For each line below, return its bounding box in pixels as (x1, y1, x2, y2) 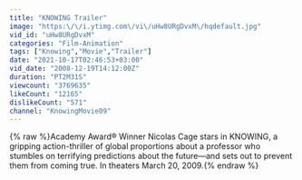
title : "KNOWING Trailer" (9, 13, 107, 23)
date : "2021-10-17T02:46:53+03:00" (9, 55, 144, 65)
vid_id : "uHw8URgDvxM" (9, 30, 95, 39)
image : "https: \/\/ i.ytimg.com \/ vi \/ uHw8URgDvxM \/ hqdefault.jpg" (9, 22, 261, 31)
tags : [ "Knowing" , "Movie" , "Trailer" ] (9, 47, 152, 56)
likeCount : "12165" (9, 89, 83, 98)
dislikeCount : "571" (9, 97, 88, 107)
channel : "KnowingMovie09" (9, 106, 112, 115)
